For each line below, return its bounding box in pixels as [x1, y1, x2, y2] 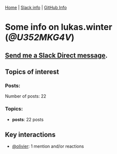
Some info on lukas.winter [5, 22, 113, 33]
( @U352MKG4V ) [5, 32, 75, 43]
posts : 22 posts [12, 117, 44, 122]
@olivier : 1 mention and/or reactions [12, 143, 84, 149]
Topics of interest [5, 68, 59, 76]
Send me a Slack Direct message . [5, 51, 108, 59]
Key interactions [5, 130, 56, 138]
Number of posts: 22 [5, 93, 46, 99]
